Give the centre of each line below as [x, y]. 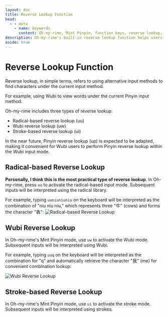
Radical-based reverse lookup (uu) [48, 120]
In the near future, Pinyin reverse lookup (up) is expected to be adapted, [80, 141]
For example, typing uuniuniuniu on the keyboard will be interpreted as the [82, 199]
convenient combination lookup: [38, 266]
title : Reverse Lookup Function [39, 14]
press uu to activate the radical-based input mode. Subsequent [90, 184]
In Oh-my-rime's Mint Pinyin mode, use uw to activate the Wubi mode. [77, 240]
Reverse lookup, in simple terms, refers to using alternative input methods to [84, 81]
